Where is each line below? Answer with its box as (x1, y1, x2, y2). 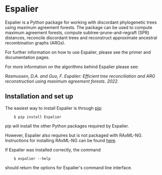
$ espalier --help (14, 156, 51, 161)
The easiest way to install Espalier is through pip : (5, 105, 103, 111)
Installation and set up (5, 92, 74, 101)
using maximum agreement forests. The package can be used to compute (5, 24, 152, 30)
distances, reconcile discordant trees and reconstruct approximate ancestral (5, 35, 157, 41)
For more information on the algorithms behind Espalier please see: (5, 64, 139, 70)
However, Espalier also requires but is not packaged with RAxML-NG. (5, 132, 143, 138)
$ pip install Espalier (14, 115, 62, 119)
